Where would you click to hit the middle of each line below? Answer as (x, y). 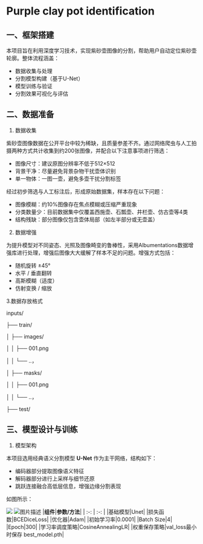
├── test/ (18, 409)
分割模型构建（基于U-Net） (49, 79)
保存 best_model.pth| (38, 534)
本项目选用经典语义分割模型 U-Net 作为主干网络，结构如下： (82, 458)
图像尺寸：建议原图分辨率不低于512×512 (65, 163)
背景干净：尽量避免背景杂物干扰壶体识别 (65, 171)
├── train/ (19, 325)
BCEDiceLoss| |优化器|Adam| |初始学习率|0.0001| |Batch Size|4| (93, 519)
